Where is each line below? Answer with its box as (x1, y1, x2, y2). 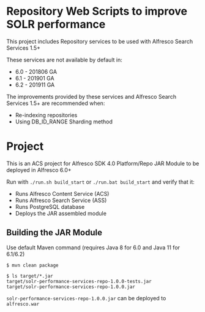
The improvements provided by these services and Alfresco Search (6, 93, 176, 100)
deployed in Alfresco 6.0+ (6, 166, 72, 173)
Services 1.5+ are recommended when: (6, 99, 105, 107)
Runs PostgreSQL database (15, 203, 85, 210)
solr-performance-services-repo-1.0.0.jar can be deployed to (6, 294, 166, 302)
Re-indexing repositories (15, 111, 78, 119)
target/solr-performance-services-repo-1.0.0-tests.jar (6, 278, 152, 284)
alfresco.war (6, 301, 40, 307)
